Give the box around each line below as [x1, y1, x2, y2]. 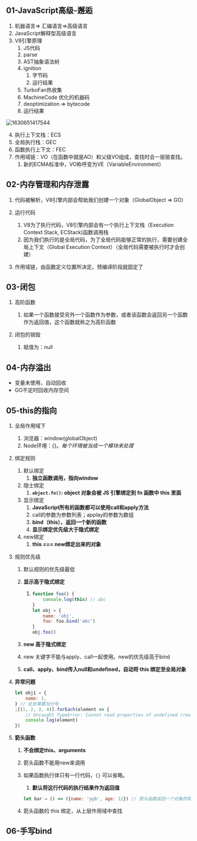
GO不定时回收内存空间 [14, 387, 69, 394]
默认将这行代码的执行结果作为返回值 [32, 785, 120, 792]
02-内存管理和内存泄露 [6, 179, 90, 190]
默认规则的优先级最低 [23, 566, 75, 573]
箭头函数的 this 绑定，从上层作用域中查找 [23, 807, 123, 815]
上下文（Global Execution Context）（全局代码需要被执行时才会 [28, 243, 180, 250]
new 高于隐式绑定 [23, 641, 66, 648]
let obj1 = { [14, 690, 47, 696]
